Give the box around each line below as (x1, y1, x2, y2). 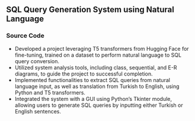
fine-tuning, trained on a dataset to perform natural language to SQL (14, 51, 182, 58)
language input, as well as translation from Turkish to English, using (14, 83, 180, 90)
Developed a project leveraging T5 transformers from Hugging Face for (14, 45, 189, 52)
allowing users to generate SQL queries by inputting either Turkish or (14, 102, 183, 109)
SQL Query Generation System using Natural (6, 5, 175, 15)
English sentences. (14, 107, 61, 115)
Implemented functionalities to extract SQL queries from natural (14, 76, 171, 83)
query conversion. (14, 57, 60, 64)
